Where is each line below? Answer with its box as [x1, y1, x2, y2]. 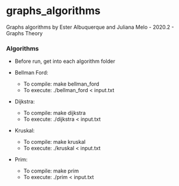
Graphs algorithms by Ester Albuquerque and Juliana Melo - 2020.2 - [6, 23, 174, 31]
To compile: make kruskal [23, 138, 86, 146]
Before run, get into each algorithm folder [14, 58, 115, 65]
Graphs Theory [6, 29, 43, 36]
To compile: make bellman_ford [23, 80, 100, 87]
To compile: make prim [23, 167, 79, 174]
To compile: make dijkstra [23, 110, 86, 117]
